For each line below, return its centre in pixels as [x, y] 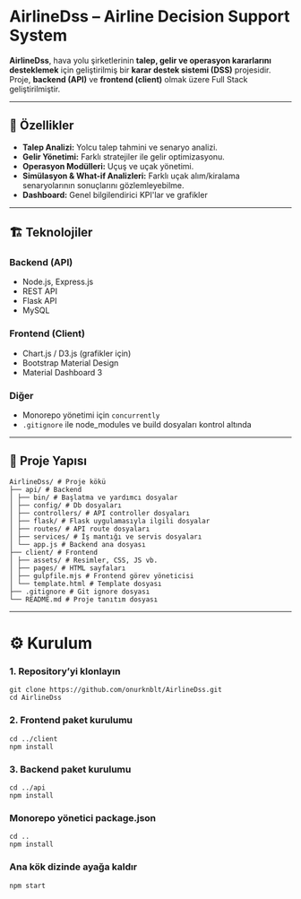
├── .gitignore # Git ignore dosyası [80, 592]
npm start [28, 886]
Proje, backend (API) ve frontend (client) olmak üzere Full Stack [129, 79]
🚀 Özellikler [42, 126]
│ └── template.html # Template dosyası [86, 583]
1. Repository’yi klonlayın [65, 671]
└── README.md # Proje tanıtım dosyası [84, 599]
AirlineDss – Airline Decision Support [150, 17]
